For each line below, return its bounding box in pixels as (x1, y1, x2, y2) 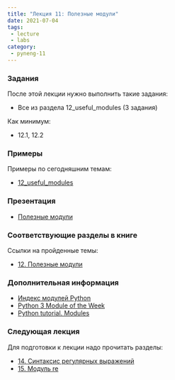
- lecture (10, 30, 40, 38)
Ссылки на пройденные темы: (7, 246, 98, 255)
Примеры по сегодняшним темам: (7, 165, 112, 173)
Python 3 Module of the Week (17, 301, 105, 310)
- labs (10, 37, 30, 44)
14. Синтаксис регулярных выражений (17, 357, 135, 365)
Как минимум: (7, 117, 51, 126)
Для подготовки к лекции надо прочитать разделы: (7, 342, 163, 352)
